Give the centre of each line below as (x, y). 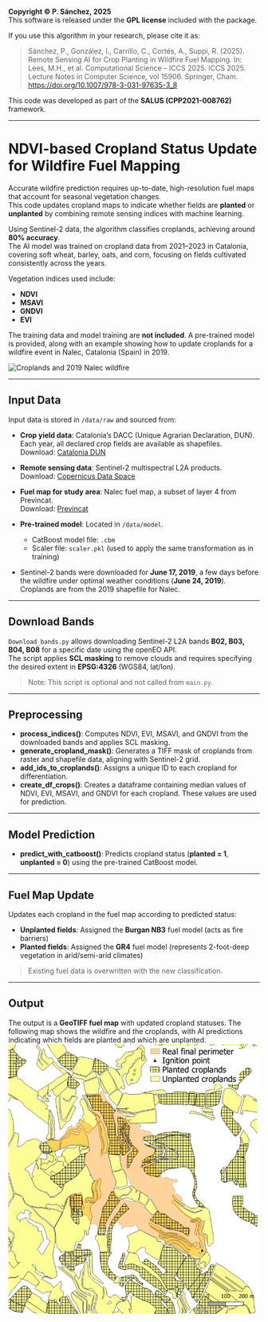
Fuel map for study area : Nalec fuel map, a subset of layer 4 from (128, 491)
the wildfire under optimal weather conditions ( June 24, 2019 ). (123, 580)
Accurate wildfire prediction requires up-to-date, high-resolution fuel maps (132, 188)
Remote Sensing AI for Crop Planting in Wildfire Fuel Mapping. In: (135, 60)
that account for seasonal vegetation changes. (85, 196)
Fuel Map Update (51, 895)
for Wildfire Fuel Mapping (95, 166)
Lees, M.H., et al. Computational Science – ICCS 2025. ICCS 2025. (137, 68)
